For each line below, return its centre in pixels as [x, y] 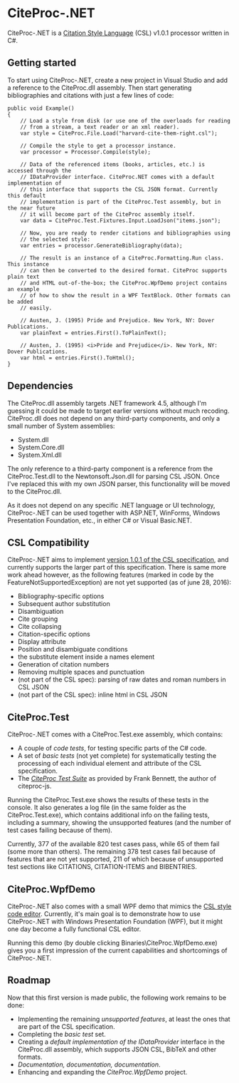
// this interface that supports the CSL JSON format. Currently [119, 189]
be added [20, 302]
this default [27, 195]
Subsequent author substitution [64, 604]
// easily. [36, 308]
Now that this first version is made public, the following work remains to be [117, 997]
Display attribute [42, 642]
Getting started [42, 63]
